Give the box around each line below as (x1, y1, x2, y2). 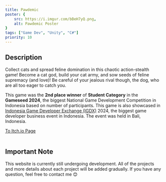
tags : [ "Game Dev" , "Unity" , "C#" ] (5, 30, 79, 35)
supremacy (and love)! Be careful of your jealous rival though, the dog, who (5, 77, 160, 83)
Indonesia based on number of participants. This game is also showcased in (5, 102, 161, 108)
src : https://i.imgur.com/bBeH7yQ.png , (14, 16, 97, 21)
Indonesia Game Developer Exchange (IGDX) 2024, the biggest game (5, 108, 147, 114)
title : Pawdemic (5, 7, 39, 12)
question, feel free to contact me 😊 (5, 171, 78, 177)
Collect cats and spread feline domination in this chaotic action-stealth (5, 66, 150, 72)
